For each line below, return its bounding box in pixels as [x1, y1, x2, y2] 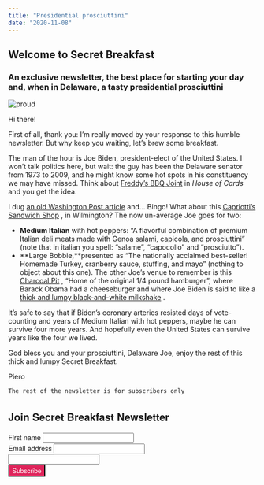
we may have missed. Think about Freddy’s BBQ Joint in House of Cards [8, 179, 244, 188]
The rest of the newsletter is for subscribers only [8, 387, 185, 395]
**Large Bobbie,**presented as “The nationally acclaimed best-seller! [19, 251, 248, 261]
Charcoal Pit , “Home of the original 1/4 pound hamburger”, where [19, 276, 234, 286]
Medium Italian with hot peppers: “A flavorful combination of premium [19, 226, 248, 235]
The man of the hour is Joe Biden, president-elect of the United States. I [8, 154, 243, 163]
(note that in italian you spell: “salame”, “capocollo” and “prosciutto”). [19, 242, 244, 252]
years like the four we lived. [8, 333, 98, 342]
